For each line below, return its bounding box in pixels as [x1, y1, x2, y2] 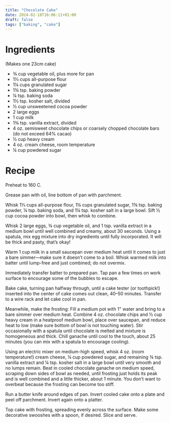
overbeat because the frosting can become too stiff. [5, 381, 115, 388]
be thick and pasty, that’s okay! [5, 239, 71, 245]
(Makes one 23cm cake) [5, 61, 57, 67]
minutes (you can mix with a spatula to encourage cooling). [5, 339, 130, 345]
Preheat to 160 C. [5, 182, 42, 188]
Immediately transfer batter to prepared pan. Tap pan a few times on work [5, 270, 161, 276]
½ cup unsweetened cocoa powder [12, 104, 88, 110]
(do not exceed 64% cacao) [12, 131, 72, 137]
